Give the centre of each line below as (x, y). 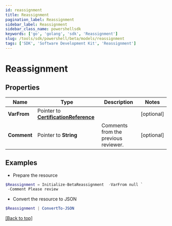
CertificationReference (66, 117)
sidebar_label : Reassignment (36, 24)
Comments (115, 125)
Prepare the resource (35, 175)
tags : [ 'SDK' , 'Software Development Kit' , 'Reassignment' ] (71, 44)
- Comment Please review (33, 189)
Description (119, 102)
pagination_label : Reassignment (40, 19)
